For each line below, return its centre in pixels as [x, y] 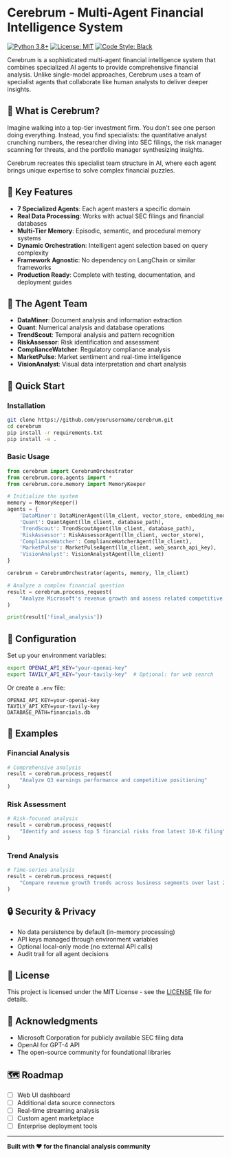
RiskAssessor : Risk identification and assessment [88, 342]
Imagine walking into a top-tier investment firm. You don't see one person [111, 127]
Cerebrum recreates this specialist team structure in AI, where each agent [112, 163]
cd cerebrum [24, 426]
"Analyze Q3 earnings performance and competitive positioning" [113, 780]
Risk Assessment [37, 804]
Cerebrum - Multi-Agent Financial [106, 13]
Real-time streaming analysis [58, 1111]
